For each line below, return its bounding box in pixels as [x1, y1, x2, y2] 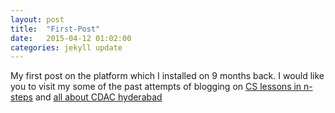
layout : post [10, 14, 65, 25]
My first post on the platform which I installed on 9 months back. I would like [10, 70, 325, 82]
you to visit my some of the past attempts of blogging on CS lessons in [10, 81, 302, 93]
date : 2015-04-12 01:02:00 [10, 33, 132, 43]
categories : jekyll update [10, 42, 123, 53]
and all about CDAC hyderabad [34, 91, 163, 103]
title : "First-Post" [10, 24, 101, 34]
